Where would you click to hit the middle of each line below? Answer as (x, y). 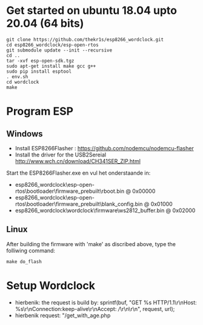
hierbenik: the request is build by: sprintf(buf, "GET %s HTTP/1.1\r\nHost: (106, 302)
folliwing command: (31, 250)
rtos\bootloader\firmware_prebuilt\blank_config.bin (79, 204)
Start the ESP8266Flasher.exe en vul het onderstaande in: (78, 173)
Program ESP (40, 111)
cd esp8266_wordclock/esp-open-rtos (52, 45)
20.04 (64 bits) (45, 23)
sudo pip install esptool (39, 71)
